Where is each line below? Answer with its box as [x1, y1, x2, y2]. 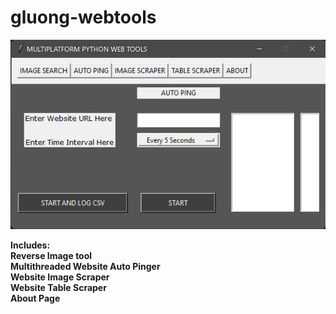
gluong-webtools [10, 6, 157, 29]
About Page [10, 292, 61, 305]
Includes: [10, 239, 51, 251]
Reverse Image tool [10, 250, 93, 262]
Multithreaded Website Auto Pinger [10, 261, 161, 273]
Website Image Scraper [10, 271, 110, 283]
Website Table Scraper [10, 282, 107, 294]
